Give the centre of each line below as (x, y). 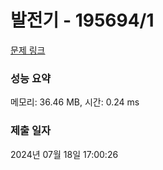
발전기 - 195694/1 (82, 20)
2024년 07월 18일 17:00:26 (64, 154)
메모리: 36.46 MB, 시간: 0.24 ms (75, 102)
